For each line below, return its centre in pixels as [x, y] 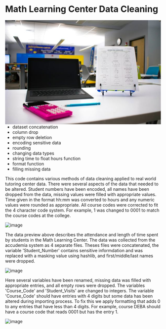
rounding [21, 148]
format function [28, 164]
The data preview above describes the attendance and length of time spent [82, 234]
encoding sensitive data [37, 143]
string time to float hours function [46, 158]
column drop [25, 132]
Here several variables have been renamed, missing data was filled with [78, 280]
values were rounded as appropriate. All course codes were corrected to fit [82, 205]
